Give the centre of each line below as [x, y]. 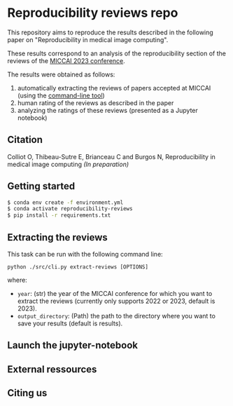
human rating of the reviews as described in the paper [96, 102]
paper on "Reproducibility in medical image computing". [88, 39]
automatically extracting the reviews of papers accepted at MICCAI [114, 88]
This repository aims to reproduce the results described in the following [110, 32]
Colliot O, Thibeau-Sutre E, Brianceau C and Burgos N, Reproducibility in [111, 156]
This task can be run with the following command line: [85, 254]
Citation [25, 140]
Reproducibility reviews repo [93, 13]
